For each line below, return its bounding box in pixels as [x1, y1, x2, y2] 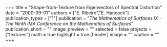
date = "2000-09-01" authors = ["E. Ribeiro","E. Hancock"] [5, 10, 129, 16]
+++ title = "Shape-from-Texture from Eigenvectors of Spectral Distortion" [5, 5, 162, 10]
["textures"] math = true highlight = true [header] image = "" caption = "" [5, 32, 159, 37]
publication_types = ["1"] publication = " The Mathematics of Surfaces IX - [5, 15, 162, 21]
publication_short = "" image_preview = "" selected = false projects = [5, 26, 152, 32]
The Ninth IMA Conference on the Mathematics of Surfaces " [5, 20, 134, 27]
